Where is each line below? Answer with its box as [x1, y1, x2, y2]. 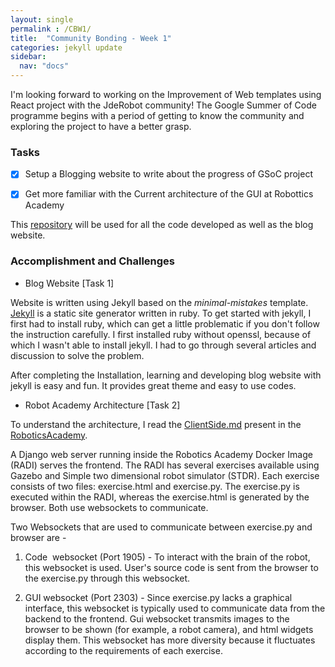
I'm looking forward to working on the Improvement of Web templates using [10, 89, 322, 100]
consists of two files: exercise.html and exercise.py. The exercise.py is [10, 480, 300, 492]
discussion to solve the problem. [10, 349, 145, 361]
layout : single [10, 14, 74, 25]
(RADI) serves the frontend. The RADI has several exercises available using [10, 459, 320, 471]
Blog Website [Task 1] [24, 277, 115, 289]
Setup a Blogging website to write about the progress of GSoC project [24, 168, 313, 180]
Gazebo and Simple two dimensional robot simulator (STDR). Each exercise [10, 469, 320, 481]
